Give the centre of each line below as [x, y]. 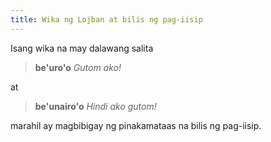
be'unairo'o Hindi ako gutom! [95, 106]
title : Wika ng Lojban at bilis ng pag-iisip [106, 19]
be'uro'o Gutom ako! [78, 67]
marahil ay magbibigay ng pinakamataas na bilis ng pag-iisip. [136, 125]
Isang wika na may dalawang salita [82, 48]
